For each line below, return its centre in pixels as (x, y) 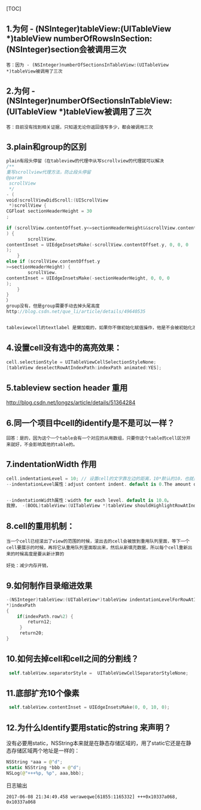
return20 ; (32, 633)
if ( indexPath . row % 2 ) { (45, 616)
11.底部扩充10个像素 (43, 693)
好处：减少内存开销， (28, 566)
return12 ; (40, 622)
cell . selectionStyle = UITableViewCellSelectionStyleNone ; (81, 362)
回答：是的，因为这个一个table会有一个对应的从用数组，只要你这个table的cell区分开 (98, 438)
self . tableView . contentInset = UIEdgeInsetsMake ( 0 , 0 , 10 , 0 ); (89, 707)
